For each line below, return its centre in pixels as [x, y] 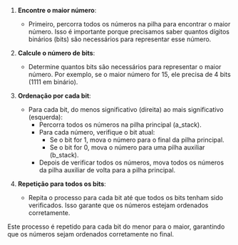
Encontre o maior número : [57, 10]
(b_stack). [64, 155]
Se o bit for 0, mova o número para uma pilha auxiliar [127, 147]
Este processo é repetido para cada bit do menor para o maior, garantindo [116, 226]
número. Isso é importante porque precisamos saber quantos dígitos [129, 32]
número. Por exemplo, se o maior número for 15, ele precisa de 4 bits [130, 74]
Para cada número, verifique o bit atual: [97, 132]
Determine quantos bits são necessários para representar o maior [125, 67]
